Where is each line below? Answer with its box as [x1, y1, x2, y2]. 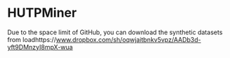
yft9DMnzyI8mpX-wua [7, 43, 73, 51]
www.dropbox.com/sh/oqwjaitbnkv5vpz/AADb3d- [56, 35, 202, 43]
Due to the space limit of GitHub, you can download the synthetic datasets [7, 28, 223, 36]
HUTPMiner [7, 5, 77, 21]
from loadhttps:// [7, 35, 56, 43]
